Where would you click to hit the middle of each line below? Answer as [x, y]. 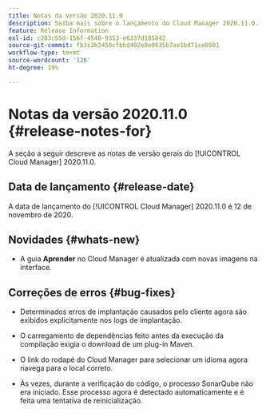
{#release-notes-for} [80, 131]
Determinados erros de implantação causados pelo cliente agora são [133, 312]
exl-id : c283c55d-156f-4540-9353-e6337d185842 [87, 38]
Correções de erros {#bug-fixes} [92, 292]
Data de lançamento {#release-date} [101, 187]
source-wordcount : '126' [50, 61]
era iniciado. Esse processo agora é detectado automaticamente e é [132, 392]
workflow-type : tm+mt [44, 53]
